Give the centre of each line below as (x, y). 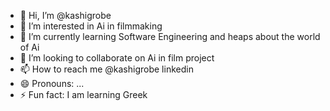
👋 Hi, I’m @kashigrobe (65, 15)
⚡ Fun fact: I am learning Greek (83, 94)
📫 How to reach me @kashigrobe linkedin (106, 69)
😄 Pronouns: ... (52, 83)
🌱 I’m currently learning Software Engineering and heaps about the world (170, 36)
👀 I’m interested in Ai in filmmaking (91, 26)
